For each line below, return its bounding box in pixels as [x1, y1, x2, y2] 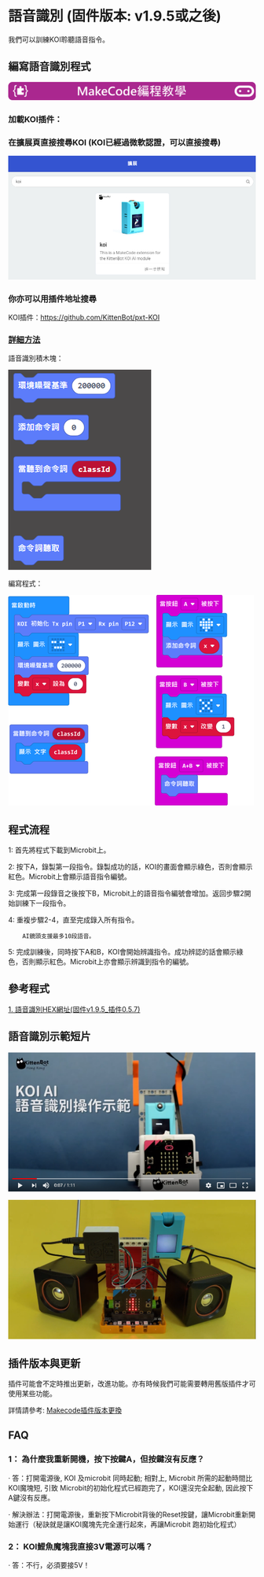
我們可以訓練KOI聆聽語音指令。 [8, 35, 110, 44]
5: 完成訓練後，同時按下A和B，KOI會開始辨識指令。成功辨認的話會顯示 [8, 947, 237, 957]
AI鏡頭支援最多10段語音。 [22, 933, 96, 940]
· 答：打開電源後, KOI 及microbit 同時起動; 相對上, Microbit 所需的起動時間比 [8, 1473, 253, 1483]
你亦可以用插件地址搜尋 [8, 293, 97, 304]
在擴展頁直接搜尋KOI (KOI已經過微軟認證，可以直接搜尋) [8, 137, 222, 148]
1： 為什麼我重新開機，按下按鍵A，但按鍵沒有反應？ [8, 1453, 205, 1464]
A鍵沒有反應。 [8, 1493, 55, 1502]
